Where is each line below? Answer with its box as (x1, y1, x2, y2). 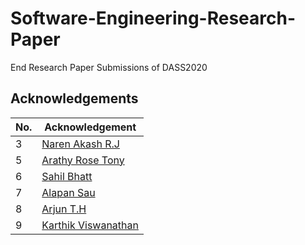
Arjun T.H (41, 202, 87, 216)
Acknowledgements (10, 90, 139, 107)
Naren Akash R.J (41, 137, 120, 151)
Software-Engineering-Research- (10, 7, 297, 30)
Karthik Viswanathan (41, 218, 139, 232)
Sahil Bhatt (41, 169, 93, 183)
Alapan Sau (41, 185, 96, 199)
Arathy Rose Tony (41, 153, 125, 167)
